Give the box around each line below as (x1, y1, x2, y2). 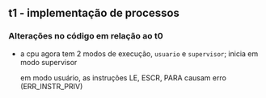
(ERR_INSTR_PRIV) (19, 81, 83, 91)
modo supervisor (19, 57, 78, 67)
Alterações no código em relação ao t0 (8, 31, 163, 42)
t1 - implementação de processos (8, 6, 180, 20)
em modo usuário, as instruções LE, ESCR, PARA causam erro (19, 72, 226, 83)
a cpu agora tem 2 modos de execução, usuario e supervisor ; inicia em (19, 48, 259, 59)
